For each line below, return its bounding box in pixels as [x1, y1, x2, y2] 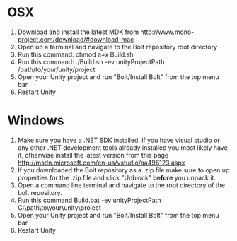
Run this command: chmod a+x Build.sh [17, 50, 134, 59]
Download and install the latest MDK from [17, 28, 139, 36]
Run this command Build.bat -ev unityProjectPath [17, 196, 161, 204]
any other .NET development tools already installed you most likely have [17, 143, 228, 152]
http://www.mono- [140, 28, 195, 36]
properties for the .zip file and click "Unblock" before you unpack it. [17, 173, 216, 182]
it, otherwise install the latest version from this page [17, 151, 169, 159]
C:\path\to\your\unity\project [17, 203, 101, 212]
